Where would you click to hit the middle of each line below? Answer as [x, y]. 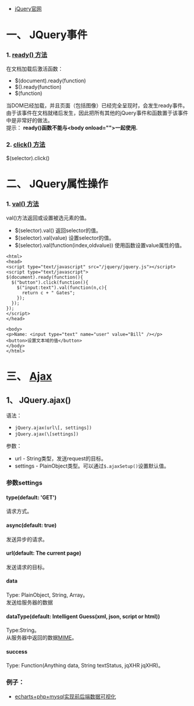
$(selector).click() [28, 158]
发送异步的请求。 [27, 539]
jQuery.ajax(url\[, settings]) [53, 428]
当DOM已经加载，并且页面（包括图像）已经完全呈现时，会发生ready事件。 [97, 106]
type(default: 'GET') [31, 497]
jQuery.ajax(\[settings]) [46, 434]
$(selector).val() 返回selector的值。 [58, 231]
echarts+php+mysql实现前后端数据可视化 [65, 697]
